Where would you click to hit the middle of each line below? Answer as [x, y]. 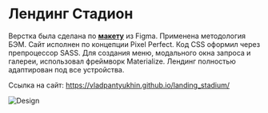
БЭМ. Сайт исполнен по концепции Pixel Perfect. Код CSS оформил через [134, 44]
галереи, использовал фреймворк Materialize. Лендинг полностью [122, 61]
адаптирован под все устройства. [66, 69]
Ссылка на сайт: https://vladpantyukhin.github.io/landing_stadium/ [119, 85]
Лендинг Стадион [71, 14]
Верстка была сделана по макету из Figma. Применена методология [127, 36]
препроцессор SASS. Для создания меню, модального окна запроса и [130, 53]
